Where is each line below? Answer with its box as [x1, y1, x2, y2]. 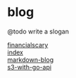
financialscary [7, 40, 49, 49]
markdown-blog [7, 55, 54, 63]
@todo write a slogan [7, 27, 69, 36]
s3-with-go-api [7, 63, 51, 71]
